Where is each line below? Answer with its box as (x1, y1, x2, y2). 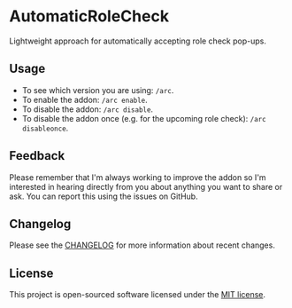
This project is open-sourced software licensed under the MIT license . (9, 289, 266, 300)
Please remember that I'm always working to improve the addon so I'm (9, 171, 267, 183)
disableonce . (21, 122, 69, 133)
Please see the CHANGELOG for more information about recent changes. (9, 240, 276, 250)
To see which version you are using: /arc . (21, 84, 174, 95)
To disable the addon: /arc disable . (21, 104, 153, 115)
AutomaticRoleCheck (9, 6, 170, 27)
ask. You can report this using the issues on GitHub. (9, 191, 198, 201)
